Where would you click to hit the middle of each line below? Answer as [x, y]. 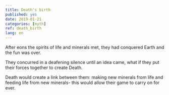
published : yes [21, 14]
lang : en [14, 33]
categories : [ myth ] [26, 24]
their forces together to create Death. [44, 67]
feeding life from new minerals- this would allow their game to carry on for [82, 82]
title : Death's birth [28, 10]
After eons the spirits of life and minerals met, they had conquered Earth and [85, 47]
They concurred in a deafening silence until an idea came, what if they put [82, 62]
